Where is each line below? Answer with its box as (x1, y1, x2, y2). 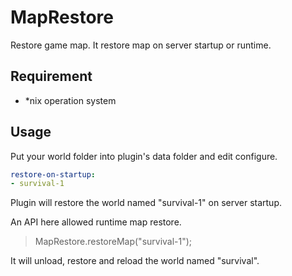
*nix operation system (24, 94, 117, 106)
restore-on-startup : (10, 169, 97, 180)
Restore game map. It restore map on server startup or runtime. (10, 39, 272, 51)
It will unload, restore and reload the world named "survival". (10, 255, 260, 267)
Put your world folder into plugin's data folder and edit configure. (10, 150, 278, 162)
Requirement (10, 68, 93, 85)
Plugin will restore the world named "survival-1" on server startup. (10, 197, 282, 209)
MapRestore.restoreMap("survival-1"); (34, 236, 193, 248)
